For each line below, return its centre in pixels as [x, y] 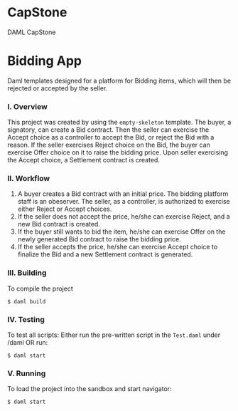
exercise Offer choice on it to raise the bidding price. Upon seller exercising [118, 152]
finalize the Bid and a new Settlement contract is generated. [105, 254]
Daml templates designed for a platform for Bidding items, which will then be [119, 80]
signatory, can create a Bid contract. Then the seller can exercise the [108, 130]
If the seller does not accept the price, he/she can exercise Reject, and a [124, 217]
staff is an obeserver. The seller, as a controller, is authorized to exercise [124, 202]
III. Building [27, 273]
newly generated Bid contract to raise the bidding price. [99, 239]
